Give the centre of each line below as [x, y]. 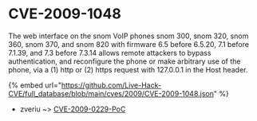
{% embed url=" [35, 85]
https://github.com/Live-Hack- [111, 85]
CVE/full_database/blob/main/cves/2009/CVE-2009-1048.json [111, 93]
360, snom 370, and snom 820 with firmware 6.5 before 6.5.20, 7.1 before [129, 44]
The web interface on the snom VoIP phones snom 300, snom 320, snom [128, 36]
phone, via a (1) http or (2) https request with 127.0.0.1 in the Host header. [128, 69]
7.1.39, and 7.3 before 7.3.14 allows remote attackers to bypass [110, 53]
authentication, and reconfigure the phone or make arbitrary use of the [125, 61]
